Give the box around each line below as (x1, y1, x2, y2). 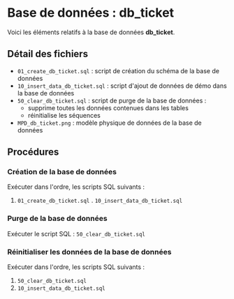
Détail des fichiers (7, 48, 89, 60)
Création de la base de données (7, 167, 117, 177)
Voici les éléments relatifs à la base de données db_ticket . (7, 28, 175, 36)
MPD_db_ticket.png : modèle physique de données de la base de (17, 118, 203, 127)
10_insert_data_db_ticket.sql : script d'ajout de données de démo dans (17, 82, 227, 90)
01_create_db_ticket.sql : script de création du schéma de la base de (17, 66, 220, 75)
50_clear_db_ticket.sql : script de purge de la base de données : (17, 96, 207, 105)
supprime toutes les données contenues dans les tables (27, 103, 189, 112)
